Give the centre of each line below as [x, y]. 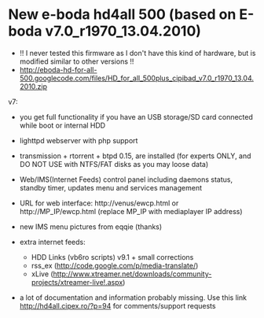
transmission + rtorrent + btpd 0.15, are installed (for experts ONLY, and [135, 156]
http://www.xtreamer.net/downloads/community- [132, 274]
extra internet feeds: [53, 242]
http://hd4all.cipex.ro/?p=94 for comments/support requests [117, 305]
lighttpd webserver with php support [79, 140]
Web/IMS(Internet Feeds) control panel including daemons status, [126, 179]
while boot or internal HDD [62, 125]
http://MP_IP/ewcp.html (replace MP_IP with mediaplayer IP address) [131, 211]
